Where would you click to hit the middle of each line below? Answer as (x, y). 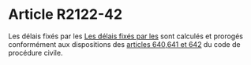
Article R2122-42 (66, 14)
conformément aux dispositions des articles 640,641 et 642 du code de (124, 44)
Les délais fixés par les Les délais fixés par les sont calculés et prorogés (126, 36)
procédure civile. (36, 52)
